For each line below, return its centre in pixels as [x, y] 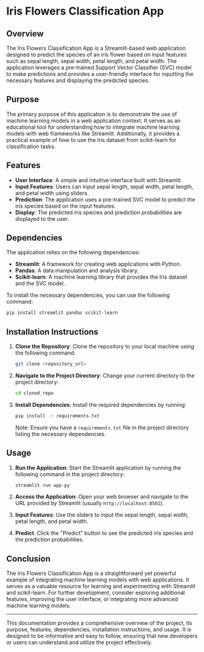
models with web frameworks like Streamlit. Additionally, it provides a [93, 133]
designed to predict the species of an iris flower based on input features [97, 55]
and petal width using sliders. [52, 193]
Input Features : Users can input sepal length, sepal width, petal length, [104, 186]
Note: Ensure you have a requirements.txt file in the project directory [102, 427]
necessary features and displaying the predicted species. [78, 80]
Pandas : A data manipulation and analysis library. [77, 271]
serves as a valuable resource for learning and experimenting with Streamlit [101, 586]
